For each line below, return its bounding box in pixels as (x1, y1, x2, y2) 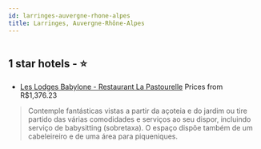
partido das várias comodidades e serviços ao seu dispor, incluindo (27, 115, 251, 124)
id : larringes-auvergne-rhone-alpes (8, 11, 130, 20)
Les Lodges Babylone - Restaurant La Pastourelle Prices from (19, 82, 223, 92)
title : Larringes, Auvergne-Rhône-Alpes (8, 19, 146, 27)
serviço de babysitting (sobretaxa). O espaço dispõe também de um (27, 123, 254, 133)
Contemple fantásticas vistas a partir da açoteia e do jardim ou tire (27, 106, 248, 116)
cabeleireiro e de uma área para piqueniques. (27, 131, 179, 141)
